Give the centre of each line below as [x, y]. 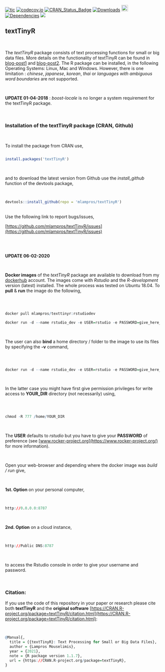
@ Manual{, [15, 637]
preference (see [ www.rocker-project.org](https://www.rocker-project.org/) [82, 441]
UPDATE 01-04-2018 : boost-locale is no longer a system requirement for [80, 98]
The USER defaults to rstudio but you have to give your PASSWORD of [76, 436]
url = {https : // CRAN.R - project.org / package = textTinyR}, [68, 660]
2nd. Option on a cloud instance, [39, 527]
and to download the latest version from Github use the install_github [75, 178]
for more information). [27, 446]
